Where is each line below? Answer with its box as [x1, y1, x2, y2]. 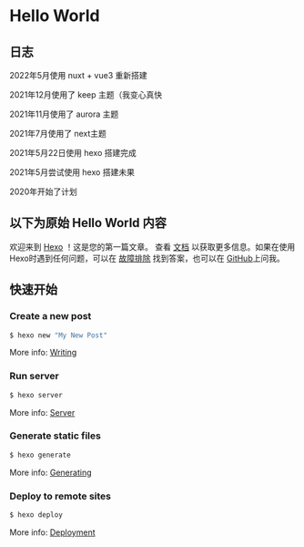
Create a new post [9, 310, 92, 323]
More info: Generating [9, 467, 92, 478]
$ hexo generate [9, 450, 71, 459]
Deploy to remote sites [9, 490, 112, 502]
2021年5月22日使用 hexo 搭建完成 [9, 148, 137, 158]
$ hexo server [9, 390, 64, 399]
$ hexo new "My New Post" [9, 330, 107, 340]
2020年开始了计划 [9, 186, 77, 197]
